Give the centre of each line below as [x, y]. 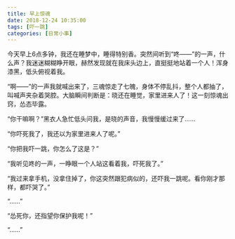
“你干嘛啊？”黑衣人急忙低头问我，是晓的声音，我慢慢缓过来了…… [101, 119]
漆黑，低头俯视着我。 [38, 71]
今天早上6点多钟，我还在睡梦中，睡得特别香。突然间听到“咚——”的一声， [113, 54]
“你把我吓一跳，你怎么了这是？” [53, 149]
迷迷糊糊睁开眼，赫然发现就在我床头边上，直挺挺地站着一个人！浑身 [130, 63]
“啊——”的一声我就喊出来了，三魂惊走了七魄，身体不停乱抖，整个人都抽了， [117, 87]
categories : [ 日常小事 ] [40, 33]
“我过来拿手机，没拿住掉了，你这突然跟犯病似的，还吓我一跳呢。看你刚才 [113, 179]
